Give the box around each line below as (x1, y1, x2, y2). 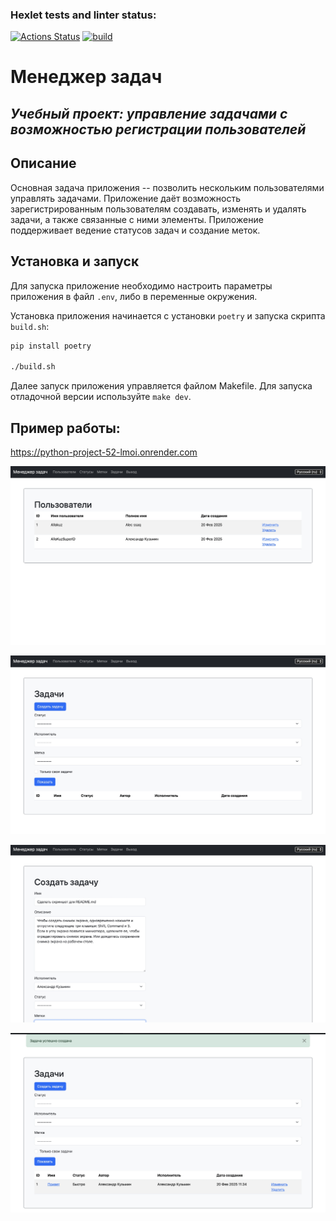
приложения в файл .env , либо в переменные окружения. (10, 290, 258, 302)
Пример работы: (10, 419, 121, 437)
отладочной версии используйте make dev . (10, 391, 192, 403)
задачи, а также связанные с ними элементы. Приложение (10, 213, 264, 225)
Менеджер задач (10, 66, 163, 88)
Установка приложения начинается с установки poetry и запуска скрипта (10, 309, 326, 322)
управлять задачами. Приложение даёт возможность (10, 192, 241, 204)
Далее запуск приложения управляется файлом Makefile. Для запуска (10, 380, 313, 392)
